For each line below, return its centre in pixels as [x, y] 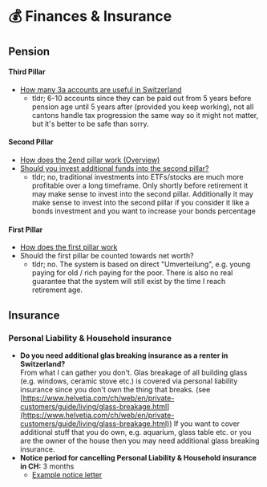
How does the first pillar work [69, 247]
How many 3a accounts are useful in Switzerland [101, 89]
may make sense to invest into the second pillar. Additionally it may [143, 193]
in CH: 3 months [47, 466]
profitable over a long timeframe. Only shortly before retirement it [140, 185]
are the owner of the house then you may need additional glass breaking [140, 440]
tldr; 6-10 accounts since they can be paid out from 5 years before [142, 98]
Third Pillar [27, 72]
